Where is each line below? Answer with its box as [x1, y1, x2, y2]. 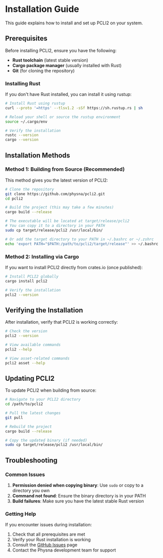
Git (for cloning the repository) [12, 68, 75, 73]
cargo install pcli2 [5, 279, 48, 283]
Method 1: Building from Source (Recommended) [5, 166, 125, 173]
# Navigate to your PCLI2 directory [5, 397, 81, 402]
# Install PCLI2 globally [5, 274, 58, 279]
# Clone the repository [5, 187, 54, 192]
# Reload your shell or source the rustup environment [5, 114, 121, 120]
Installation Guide [5, 3, 79, 15]
